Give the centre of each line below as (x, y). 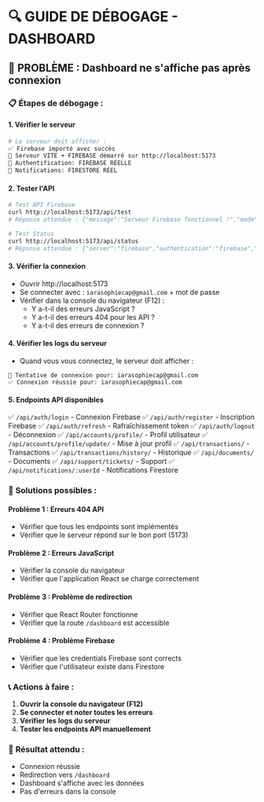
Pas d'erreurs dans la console (68, 792)
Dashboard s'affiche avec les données (82, 783)
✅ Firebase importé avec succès (62, 149)
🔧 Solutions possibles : (52, 491)
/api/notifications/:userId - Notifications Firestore (93, 470)
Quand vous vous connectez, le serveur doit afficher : (106, 361)
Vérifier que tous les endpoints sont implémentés (99, 527)
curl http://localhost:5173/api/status (73, 241)
